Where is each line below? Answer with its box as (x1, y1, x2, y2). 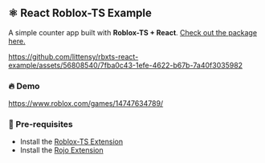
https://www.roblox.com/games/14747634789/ (8, 99, 164, 108)
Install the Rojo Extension (19, 145, 104, 155)
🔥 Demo (8, 80, 40, 92)
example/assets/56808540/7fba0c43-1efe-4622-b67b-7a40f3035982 (8, 60, 243, 70)
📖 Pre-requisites (8, 119, 74, 130)
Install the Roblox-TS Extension (19, 137, 123, 147)
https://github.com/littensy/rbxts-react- (8, 51, 139, 61)
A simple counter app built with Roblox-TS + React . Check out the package (8, 27, 258, 37)
